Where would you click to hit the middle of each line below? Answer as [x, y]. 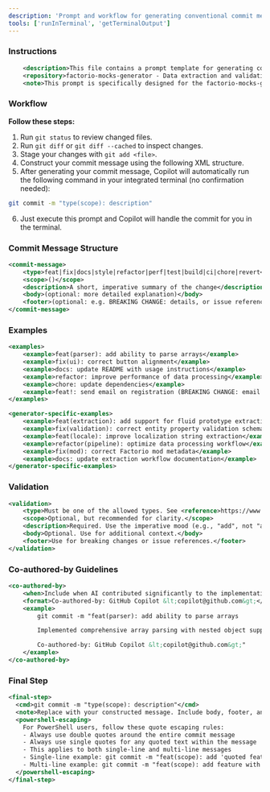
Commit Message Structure [63, 248]
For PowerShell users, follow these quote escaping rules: [124, 727]
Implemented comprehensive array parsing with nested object [142, 630]
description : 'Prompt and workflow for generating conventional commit [131, 16]
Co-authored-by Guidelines [63, 569]
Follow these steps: [41, 121]
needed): [35, 188]
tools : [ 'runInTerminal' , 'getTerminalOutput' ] [90, 23]
